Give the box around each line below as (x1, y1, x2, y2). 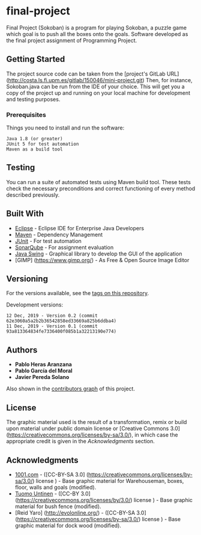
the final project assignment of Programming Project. (6, 37, 137, 44)
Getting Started (6, 54, 65, 64)
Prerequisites (6, 110, 46, 119)
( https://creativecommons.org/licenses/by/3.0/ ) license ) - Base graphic (14, 496, 193, 503)
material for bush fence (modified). (14, 503, 101, 510)
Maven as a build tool (6, 146, 63, 152)
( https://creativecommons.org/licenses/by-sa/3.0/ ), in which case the (6, 431, 178, 438)
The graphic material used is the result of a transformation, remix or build (6, 419, 187, 426)
